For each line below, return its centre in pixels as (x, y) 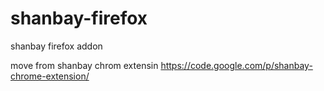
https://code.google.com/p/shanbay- (236, 65)
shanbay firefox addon (56, 46)
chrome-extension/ (50, 76)
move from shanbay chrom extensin (84, 65)
